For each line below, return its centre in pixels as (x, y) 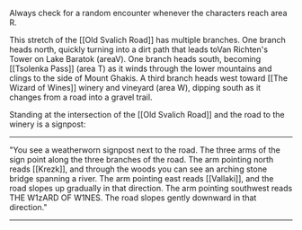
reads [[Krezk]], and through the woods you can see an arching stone (138, 169)
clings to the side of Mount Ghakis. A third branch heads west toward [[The (149, 78)
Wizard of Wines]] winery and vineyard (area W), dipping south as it (135, 88)
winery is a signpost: (48, 124)
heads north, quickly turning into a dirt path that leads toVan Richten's (138, 49)
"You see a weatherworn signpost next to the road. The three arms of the (145, 150)
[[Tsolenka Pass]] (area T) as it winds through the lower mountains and (141, 68)
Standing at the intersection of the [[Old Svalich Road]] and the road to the (147, 115)
